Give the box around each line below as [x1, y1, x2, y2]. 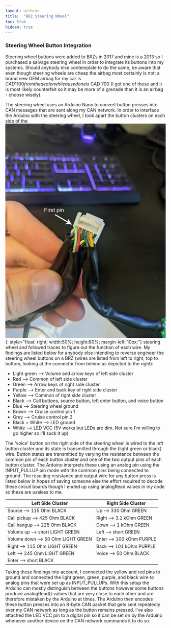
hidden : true [5, 25, 33, 30]
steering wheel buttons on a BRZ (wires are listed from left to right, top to [5, 355, 158, 361]
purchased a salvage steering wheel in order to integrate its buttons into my [5, 59, 164, 65]
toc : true [5, 19, 26, 24]
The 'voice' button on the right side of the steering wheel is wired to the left [5, 440, 164, 446]
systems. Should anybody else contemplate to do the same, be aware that [5, 64, 161, 71]
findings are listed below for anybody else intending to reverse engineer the [5, 350, 164, 356]
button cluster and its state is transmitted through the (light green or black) [5, 445, 162, 452]
